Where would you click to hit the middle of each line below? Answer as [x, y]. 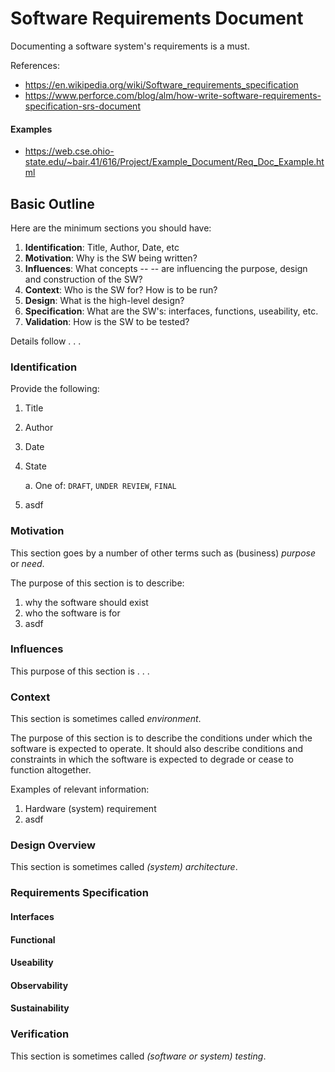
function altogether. [51, 770]
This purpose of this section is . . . [80, 671]
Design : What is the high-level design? [104, 300]
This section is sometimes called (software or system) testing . [138, 1056]
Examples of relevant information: [80, 789]
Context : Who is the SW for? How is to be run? [121, 289]
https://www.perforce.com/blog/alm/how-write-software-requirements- [173, 95]
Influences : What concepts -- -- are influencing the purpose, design [166, 268]
